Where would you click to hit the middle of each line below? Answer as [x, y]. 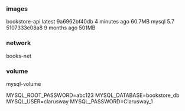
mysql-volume [24, 83]
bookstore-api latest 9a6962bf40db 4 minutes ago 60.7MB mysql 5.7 [90, 22]
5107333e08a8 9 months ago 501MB [51, 28]
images [17, 9]
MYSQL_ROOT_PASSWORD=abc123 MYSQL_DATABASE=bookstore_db [93, 95]
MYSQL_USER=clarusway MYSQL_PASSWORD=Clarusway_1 [79, 101]
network [19, 43]
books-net [19, 56]
